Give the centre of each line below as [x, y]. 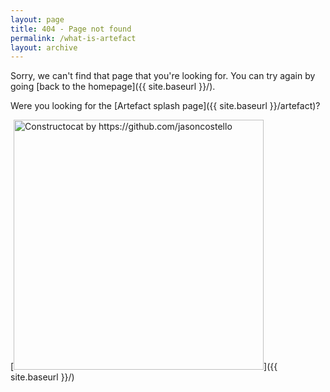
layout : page [37, 19]
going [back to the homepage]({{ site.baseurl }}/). [113, 87]
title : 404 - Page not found [71, 29]
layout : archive [44, 47]
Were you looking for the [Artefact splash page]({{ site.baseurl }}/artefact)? [165, 106]
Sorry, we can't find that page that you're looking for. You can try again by [163, 76]
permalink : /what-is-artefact [73, 38]
